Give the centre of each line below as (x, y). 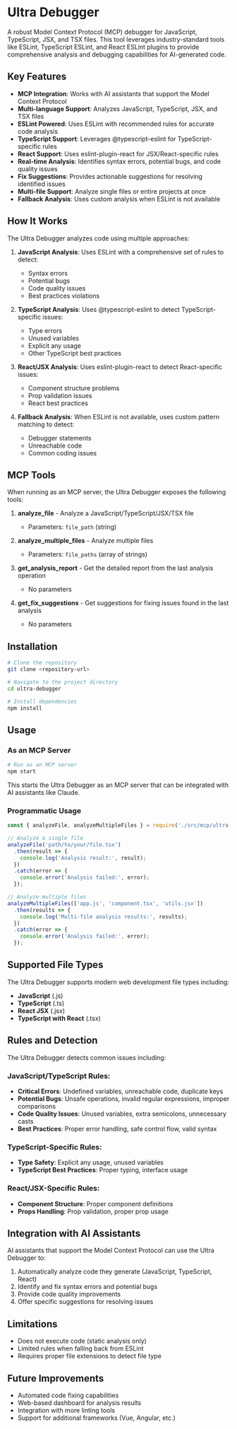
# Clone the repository (42, 663)
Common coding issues (62, 453)
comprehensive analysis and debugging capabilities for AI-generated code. (117, 54)
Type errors (45, 330)
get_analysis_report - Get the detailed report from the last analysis (115, 568)
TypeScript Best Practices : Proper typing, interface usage (103, 1170)
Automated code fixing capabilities (68, 1395)
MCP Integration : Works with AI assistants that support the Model (113, 93)
